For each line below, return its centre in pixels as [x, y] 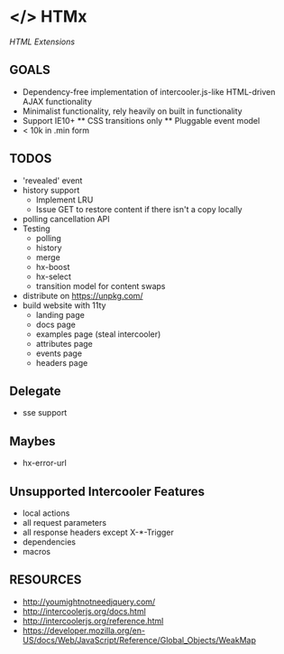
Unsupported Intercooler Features [107, 491]
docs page [56, 324]
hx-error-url [45, 463]
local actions [46, 513]
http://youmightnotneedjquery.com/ [89, 602]
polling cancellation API [66, 219]
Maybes [32, 441]
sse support [45, 413]
